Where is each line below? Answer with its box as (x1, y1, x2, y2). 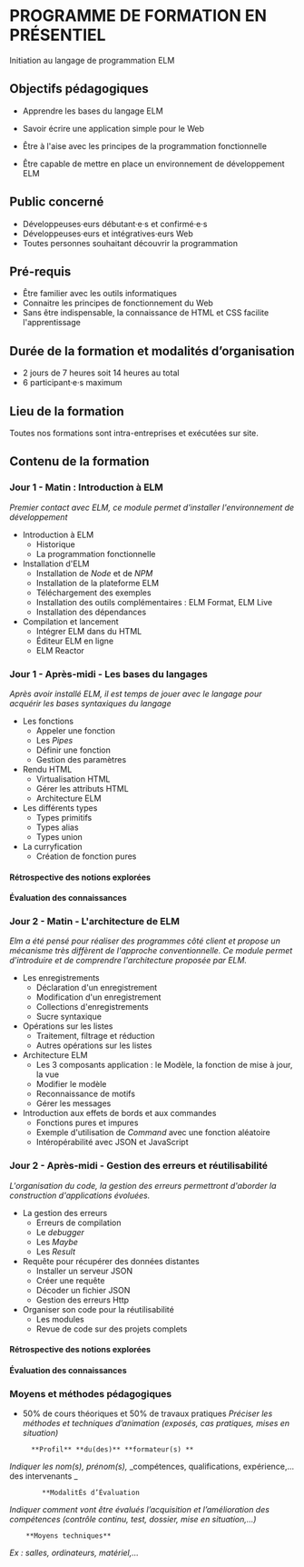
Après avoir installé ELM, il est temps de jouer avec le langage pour (9, 688, 262, 699)
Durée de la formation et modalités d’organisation (9, 343, 295, 359)
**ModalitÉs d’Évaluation (42, 1488, 141, 1498)
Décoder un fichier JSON (35, 1284, 131, 1295)
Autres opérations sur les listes (35, 1040, 152, 1051)
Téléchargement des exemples (35, 587, 152, 598)
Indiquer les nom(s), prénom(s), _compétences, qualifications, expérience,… (9, 1461, 295, 1472)
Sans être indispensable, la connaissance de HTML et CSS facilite (22, 307, 270, 318)
